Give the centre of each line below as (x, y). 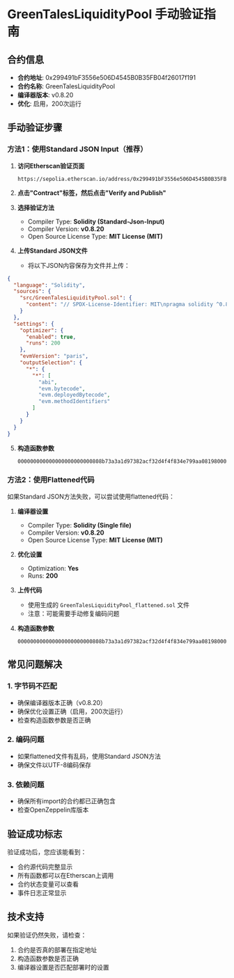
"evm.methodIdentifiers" (74, 402)
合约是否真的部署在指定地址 (57, 949)
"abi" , (48, 382)
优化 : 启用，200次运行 (49, 104)
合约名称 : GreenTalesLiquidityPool (66, 86)
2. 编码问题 (26, 740)
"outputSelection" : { (51, 363)
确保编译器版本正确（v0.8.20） (62, 702)
